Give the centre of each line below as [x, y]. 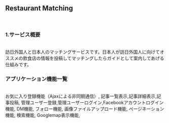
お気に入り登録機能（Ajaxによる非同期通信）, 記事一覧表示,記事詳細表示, [81, 96]
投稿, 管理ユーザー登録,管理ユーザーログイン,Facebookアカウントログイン [87, 103]
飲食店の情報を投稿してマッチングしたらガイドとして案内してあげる [93, 58]
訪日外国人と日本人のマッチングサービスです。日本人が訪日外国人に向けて [83, 52]
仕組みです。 [18, 65]
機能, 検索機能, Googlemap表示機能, [43, 115]
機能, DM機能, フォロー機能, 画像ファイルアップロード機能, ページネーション [85, 109]
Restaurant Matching [39, 8]
